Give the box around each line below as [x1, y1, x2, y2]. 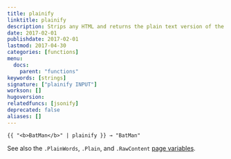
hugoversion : [7, 94, 45, 101]
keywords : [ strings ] [7, 74, 67, 82]
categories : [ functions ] [7, 49, 79, 56]
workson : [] [7, 87, 41, 94]
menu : [7, 55, 23, 62]
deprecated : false [7, 106, 60, 113]
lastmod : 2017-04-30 [7, 42, 67, 49]
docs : [13, 62, 30, 68]
